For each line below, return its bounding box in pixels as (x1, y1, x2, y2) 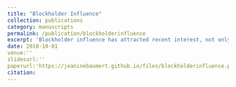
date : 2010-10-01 (7, 43, 58, 50)
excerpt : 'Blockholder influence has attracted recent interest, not (7, 36, 216, 43)
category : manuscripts (7, 23, 74, 30)
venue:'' (7, 50, 33, 57)
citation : (7, 69, 37, 76)
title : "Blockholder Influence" (7, 10, 102, 18)
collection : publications (7, 17, 83, 24)
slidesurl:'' (7, 56, 46, 63)
